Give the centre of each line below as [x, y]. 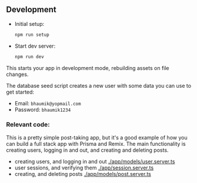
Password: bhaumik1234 [43, 109]
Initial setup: [29, 24]
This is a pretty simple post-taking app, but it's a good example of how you [97, 137]
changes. [17, 74]
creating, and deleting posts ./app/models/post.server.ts [83, 174]
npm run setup [32, 35]
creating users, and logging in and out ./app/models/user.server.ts [95, 161]
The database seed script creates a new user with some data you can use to [99, 85]
